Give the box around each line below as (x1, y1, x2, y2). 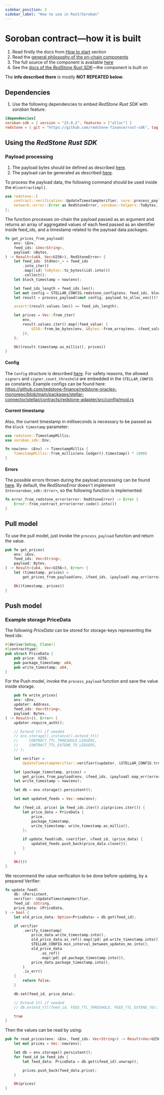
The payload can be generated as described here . (12, 169, 113, 175)
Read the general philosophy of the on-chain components (12, 54, 128, 60)
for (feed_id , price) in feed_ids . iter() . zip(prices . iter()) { (14, 805, 145, 810)
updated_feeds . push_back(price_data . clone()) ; (31, 841, 128, 846)
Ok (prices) (14, 1081, 36, 1086)
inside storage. (5, 684, 35, 690)
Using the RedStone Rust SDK (5, 139, 98, 147)
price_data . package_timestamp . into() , (31, 960, 110, 965)
